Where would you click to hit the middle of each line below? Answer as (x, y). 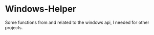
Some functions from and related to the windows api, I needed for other (77, 22)
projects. (14, 27)
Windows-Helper (41, 9)
